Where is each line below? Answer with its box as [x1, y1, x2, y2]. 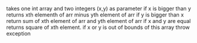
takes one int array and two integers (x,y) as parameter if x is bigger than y [6, 5, 191, 12]
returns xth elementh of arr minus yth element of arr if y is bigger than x [6, 11, 184, 18]
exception [6, 30, 31, 37]
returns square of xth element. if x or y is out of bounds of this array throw [6, 24, 190, 31]
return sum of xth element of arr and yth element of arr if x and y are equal [6, 18, 191, 24]
